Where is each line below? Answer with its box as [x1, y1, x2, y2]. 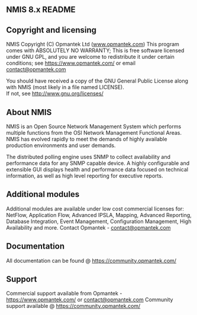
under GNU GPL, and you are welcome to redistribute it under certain [6, 53, 175, 61]
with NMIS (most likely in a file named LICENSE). [6, 84, 124, 91]
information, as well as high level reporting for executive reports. [6, 172, 163, 180]
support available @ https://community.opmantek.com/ [6, 303, 141, 310]
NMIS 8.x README [6, 5, 76, 15]
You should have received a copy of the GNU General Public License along [6, 77, 188, 85]
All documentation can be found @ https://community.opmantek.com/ [6, 257, 176, 264]
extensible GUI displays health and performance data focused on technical [6, 166, 188, 173]
